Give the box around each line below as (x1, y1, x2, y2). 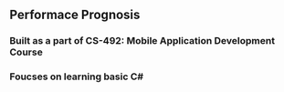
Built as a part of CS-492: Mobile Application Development (9, 35, 276, 47)
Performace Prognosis (9, 7, 141, 23)
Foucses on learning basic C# (9, 70, 144, 83)
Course (9, 46, 43, 58)
